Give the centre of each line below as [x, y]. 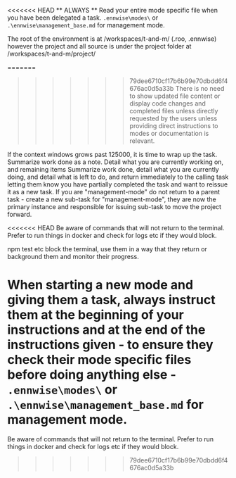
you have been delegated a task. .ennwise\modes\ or [83, 18]
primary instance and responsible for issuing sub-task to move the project [114, 207]
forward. [20, 214]
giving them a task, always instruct [111, 300]
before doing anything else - [92, 375]
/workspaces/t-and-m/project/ [52, 54]
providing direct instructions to [174, 126]
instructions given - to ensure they [110, 345]
